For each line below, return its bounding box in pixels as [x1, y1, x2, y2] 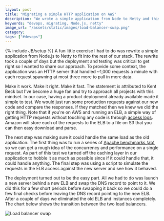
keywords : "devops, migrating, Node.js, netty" [5, 21, 104, 26]
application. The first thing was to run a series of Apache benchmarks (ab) [5, 139, 155, 145]
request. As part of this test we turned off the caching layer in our [5, 150, 137, 155]
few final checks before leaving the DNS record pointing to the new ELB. [5, 190, 150, 196]
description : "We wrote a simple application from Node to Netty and [5, 16, 150, 21]
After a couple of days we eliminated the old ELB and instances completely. [5, 196, 157, 201]
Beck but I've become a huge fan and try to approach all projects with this [5, 88, 154, 94]
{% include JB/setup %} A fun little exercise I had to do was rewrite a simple [5, 47, 159, 54]
